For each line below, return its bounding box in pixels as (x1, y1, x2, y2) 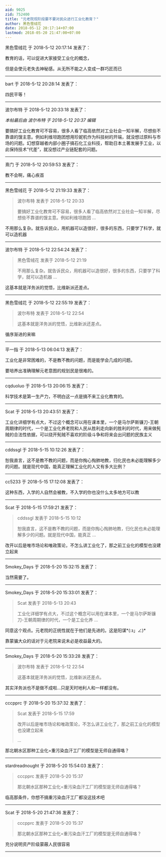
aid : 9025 (5, 7, 26, 12)
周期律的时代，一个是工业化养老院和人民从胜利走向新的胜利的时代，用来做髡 (5, 426, 161, 431)
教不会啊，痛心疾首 (5, 172, 44, 178)
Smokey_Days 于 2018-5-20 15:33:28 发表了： (5, 653, 99, 659)
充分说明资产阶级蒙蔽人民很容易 (5, 841, 70, 847)
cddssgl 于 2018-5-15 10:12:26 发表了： (5, 447, 85, 452)
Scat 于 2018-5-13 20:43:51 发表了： (5, 409, 80, 415)
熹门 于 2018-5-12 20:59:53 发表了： (5, 162, 80, 167)
